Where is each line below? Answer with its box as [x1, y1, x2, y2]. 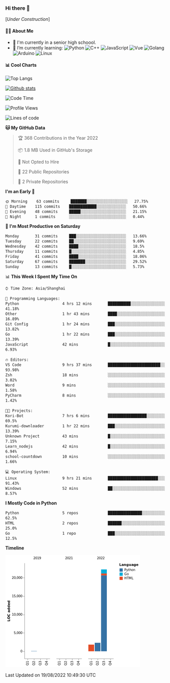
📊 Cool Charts [5, 62, 37, 68]
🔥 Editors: [5, 357, 29, 362]
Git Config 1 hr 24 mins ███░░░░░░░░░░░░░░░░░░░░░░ [5, 321, 165, 327]
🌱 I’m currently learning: [12, 44, 63, 50]
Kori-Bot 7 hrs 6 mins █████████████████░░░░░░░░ [5, 413, 165, 418]
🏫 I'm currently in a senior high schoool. [12, 39, 97, 45]
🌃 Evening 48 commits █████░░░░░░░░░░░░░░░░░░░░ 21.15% [5, 209, 147, 214]
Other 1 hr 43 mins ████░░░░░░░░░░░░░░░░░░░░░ [5, 311, 165, 317]
